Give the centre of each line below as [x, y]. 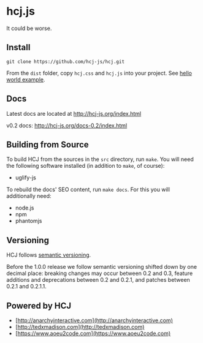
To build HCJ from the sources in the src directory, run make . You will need [100, 159]
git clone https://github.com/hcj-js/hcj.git [65, 62]
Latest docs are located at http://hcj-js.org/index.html [74, 113]
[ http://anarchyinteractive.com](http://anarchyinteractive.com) [94, 320]
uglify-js [26, 178]
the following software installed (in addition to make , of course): [86, 166]
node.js [25, 208]
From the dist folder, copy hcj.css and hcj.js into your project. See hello [99, 73]
